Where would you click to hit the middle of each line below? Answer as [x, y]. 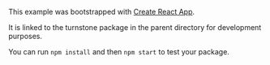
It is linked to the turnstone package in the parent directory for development [135, 27]
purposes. [26, 36]
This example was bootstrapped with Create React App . [102, 12]
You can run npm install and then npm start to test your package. [119, 52]
